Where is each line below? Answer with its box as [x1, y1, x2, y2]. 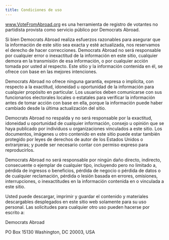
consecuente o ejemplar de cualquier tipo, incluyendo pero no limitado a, [5, 162, 157, 168]
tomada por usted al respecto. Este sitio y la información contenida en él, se [5, 63, 163, 69]
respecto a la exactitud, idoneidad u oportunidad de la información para [5, 84, 154, 90]
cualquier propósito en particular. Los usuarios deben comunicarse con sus [5, 89, 162, 95]
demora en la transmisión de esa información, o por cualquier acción [5, 57, 148, 64]
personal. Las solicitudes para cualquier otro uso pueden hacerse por [5, 204, 150, 210]
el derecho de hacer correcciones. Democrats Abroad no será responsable [5, 47, 161, 53]
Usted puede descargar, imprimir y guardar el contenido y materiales [5, 193, 149, 199]
